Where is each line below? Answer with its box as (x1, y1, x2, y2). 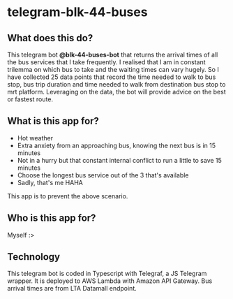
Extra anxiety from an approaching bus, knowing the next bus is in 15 (17, 141, 216, 149)
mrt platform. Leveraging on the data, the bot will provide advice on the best (7, 88, 226, 96)
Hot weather (17, 133, 54, 142)
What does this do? (7, 32, 93, 44)
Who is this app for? (7, 212, 96, 224)
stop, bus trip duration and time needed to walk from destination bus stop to (7, 80, 226, 88)
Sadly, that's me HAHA (17, 178, 84, 187)
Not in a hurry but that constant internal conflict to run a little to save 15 (17, 156, 222, 164)
